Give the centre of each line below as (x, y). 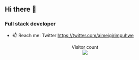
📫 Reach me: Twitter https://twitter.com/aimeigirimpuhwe (73, 35)
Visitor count (85, 47)
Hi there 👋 (21, 9)
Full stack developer (30, 24)
